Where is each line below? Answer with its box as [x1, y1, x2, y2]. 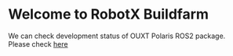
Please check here [8, 39, 68, 48]
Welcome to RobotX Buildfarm [8, 5, 209, 23]
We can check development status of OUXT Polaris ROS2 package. [8, 31, 226, 40]
